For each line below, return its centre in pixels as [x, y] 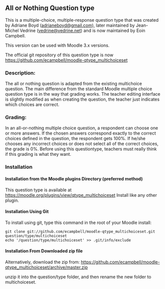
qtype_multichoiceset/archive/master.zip [47, 267]
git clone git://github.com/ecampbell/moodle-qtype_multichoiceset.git [80, 231]
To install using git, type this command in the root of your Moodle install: [78, 222]
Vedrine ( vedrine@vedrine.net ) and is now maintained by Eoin [82, 30]
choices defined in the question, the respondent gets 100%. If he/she [75, 139]
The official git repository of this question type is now [59, 55]
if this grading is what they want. [38, 154]
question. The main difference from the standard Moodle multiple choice [79, 89]
